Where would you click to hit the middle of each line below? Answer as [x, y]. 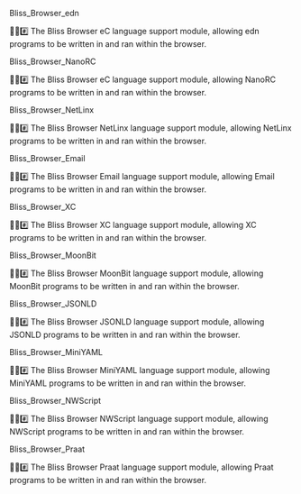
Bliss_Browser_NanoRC [53, 61]
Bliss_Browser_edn [44, 13]
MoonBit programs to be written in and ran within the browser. [125, 286]
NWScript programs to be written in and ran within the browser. [127, 431]
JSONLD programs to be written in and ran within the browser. [125, 334]
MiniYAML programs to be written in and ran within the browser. [128, 383]
